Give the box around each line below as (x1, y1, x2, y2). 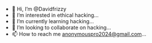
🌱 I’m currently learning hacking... (11, 18, 94, 24)
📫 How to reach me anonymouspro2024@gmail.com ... (11, 31, 147, 37)
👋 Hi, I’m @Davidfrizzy (11, 6, 67, 12)
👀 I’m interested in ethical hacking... (11, 12, 99, 19)
